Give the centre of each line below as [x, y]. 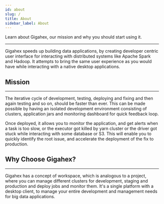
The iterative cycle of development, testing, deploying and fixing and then [79, 99]
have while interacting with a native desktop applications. [63, 67]
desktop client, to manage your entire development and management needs [81, 191]
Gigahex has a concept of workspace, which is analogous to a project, [76, 176]
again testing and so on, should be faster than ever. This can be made [75, 103]
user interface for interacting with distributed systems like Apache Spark [78, 56]
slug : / [13, 14]
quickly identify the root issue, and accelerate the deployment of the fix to [79, 139]
